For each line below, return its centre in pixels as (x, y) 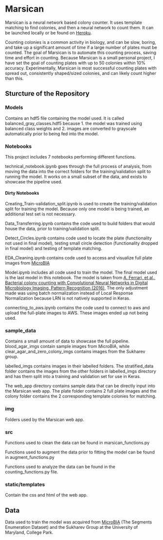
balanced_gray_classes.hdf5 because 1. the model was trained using (74, 123)
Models (14, 108)
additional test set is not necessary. (41, 214)
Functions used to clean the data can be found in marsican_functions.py (77, 443)
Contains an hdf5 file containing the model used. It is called (64, 118)
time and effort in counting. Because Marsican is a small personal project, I (80, 57)
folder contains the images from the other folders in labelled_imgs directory (81, 371)
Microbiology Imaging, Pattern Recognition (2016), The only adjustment (77, 288)
